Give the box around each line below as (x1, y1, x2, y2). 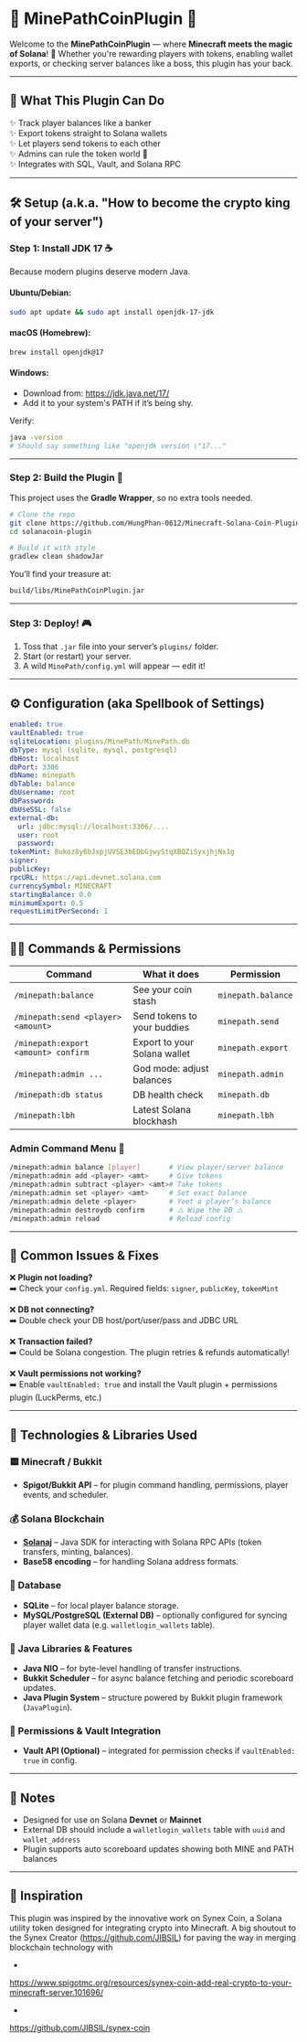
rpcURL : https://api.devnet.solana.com (9, 872, 162, 882)
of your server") (9, 214, 103, 230)
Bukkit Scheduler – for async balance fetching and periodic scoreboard (22, 1673, 294, 1684)
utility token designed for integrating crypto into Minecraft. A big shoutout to (9, 1922, 297, 1933)
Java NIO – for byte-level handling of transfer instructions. (22, 1662, 242, 1673)
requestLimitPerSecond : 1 (9, 907, 108, 916)
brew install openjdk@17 (9, 347, 104, 357)
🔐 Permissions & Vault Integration (9, 1724, 162, 1737)
